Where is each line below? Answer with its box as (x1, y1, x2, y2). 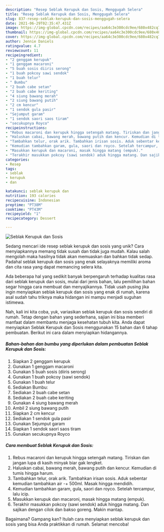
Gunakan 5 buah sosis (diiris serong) (12, 369, 87, 375)
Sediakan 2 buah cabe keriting (12, 395, 74, 400)
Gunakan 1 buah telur (12, 379, 55, 385)
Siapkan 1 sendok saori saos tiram (12, 426, 81, 432)
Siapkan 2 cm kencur (12, 410, 55, 416)
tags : (5, 166, 17, 171)
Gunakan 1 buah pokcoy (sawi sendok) (12, 374, 91, 379)
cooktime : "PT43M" (5, 207, 43, 212)
